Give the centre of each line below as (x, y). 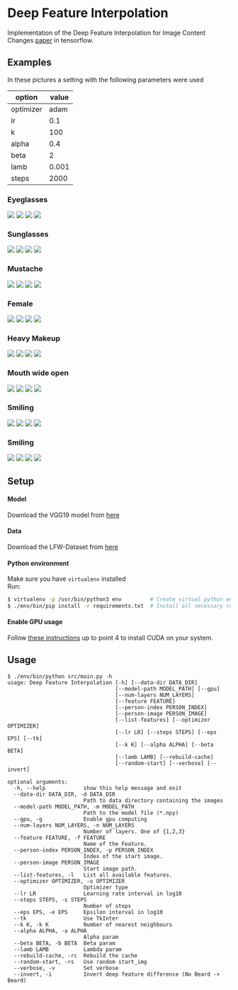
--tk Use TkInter (66, 918)
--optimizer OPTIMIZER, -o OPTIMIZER (69, 881)
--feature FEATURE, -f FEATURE (60, 838)
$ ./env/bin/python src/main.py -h (60, 676)
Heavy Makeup (34, 338)
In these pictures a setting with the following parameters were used (106, 79)
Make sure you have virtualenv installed (67, 579)
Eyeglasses (28, 199)
